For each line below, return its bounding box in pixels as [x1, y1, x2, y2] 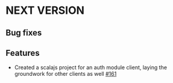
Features [5, 48, 40, 58]
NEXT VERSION [5, 4, 85, 17]
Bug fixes [5, 28, 42, 38]
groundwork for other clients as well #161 [14, 70, 117, 78]
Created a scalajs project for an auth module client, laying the [14, 64, 167, 71]
